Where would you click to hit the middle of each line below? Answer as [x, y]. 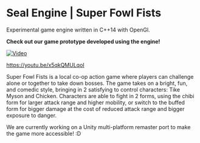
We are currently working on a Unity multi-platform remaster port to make [98, 127]
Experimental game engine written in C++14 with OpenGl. [78, 30]
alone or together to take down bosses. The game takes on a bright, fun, [97, 83]
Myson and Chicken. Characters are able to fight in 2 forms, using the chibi [100, 96]
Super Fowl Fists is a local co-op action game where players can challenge [100, 76]
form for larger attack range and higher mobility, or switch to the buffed [96, 102]
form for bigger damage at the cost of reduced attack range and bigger [95, 108]
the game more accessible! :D [43, 133]
